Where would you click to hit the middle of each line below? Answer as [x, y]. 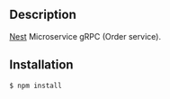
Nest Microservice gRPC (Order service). [85, 36]
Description [43, 15]
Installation [41, 65]
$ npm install [36, 85]
